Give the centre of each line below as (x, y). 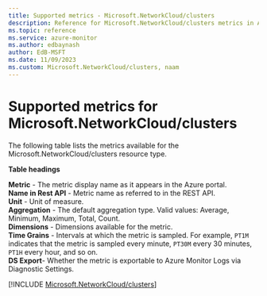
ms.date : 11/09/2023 (43, 60)
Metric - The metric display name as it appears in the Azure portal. (118, 184)
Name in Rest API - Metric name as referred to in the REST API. (112, 193)
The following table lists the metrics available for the (94, 145)
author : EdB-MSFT (37, 52)
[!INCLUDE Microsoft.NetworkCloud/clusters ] (83, 284)
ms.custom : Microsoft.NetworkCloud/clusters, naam (94, 67)
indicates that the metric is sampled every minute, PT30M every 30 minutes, (130, 244)
